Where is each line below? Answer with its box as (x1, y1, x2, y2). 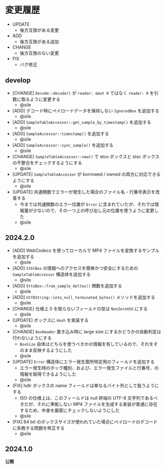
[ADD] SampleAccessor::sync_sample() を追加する (12, 142, 114, 148)
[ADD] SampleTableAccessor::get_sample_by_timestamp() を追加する (12, 119, 152, 125)
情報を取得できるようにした (19, 371, 77, 377)
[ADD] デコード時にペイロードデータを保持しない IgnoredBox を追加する (12, 108, 160, 114)
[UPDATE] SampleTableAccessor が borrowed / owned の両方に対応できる (12, 171, 161, 177)
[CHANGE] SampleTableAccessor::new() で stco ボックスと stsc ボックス (12, 153, 160, 159)
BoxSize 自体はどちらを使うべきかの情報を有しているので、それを (19, 341, 154, 347)
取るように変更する (21, 96, 60, 102)
